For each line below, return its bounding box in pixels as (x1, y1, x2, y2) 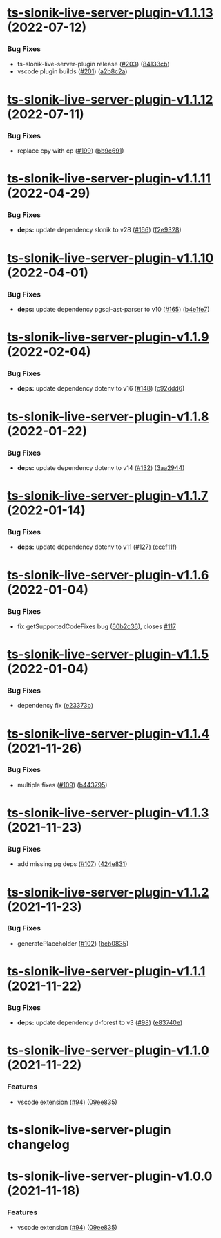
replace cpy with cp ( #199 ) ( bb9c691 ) (17, 147, 124, 155)
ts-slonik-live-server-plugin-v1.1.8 (7, 409, 209, 424)
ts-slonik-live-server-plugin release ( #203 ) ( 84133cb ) (17, 60, 171, 68)
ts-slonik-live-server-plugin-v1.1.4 (7, 726, 210, 741)
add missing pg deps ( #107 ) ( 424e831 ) (17, 860, 128, 868)
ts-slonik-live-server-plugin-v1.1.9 (7, 330, 209, 345)
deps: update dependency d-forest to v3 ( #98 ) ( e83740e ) (17, 1018, 183, 1027)
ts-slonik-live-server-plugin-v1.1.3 (7, 805, 209, 820)
